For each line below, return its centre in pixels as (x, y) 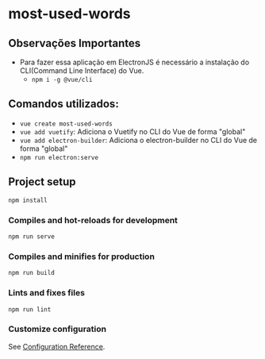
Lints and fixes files (47, 293)
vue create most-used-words (66, 124)
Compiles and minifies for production (81, 257)
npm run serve (32, 236)
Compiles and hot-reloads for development (93, 220)
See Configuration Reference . (57, 346)
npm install (28, 200)
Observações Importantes (75, 43)
